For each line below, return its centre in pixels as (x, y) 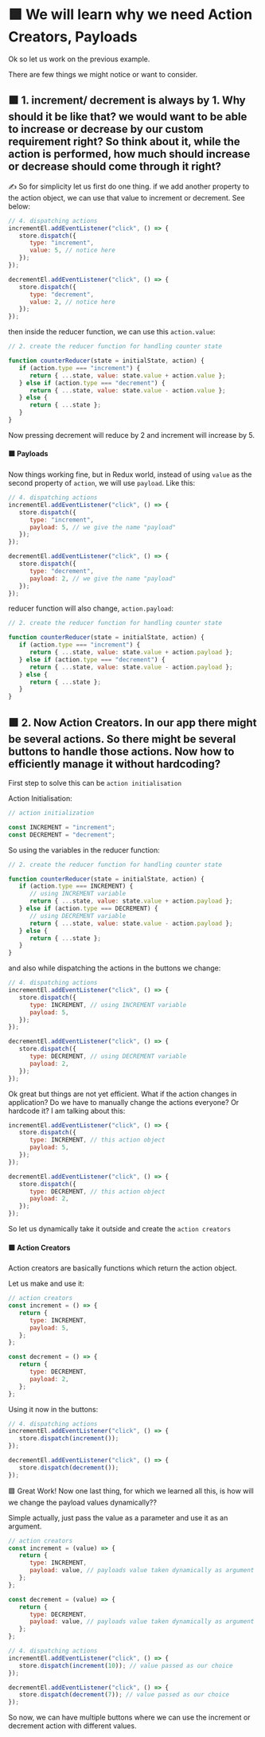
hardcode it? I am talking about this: (67, 1111)
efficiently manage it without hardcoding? (115, 764)
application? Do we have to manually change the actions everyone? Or (124, 1102)
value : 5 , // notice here (72, 251)
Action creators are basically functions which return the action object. (123, 1268)
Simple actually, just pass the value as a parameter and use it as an (118, 1517)
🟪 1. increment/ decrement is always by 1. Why (127, 101)
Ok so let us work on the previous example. (79, 59)
